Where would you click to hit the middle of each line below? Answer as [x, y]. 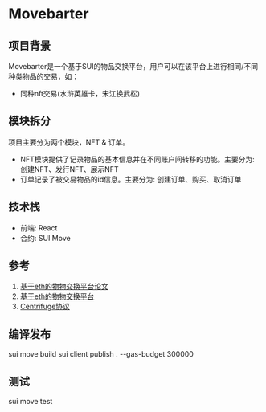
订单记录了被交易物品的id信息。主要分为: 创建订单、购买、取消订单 [131, 179]
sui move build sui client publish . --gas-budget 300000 [101, 354]
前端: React [39, 228]
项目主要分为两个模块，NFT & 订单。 [69, 142]
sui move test [31, 402]
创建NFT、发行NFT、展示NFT [69, 169]
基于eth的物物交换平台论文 [64, 287]
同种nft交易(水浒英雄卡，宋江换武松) [80, 94]
